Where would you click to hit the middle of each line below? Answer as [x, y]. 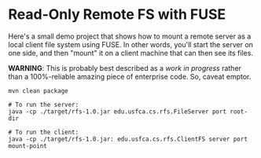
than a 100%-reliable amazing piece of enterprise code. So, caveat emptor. [130, 76]
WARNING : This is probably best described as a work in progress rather [125, 68]
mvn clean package [38, 91]
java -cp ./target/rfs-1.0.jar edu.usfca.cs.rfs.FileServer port [117, 112]
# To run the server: [44, 105]
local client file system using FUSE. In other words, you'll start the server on [131, 44]
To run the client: [47, 132]
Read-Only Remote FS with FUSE [117, 15]
